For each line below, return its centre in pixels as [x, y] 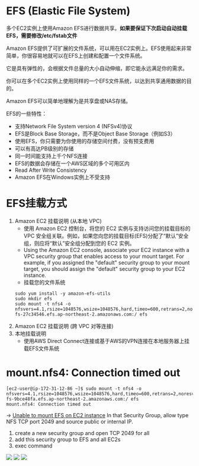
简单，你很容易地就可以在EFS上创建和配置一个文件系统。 [76, 55]
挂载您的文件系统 [44, 282]
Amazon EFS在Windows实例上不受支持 [62, 177]
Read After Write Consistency [51, 170]
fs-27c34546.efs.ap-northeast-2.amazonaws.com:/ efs [81, 314]
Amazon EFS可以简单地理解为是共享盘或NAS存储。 [69, 101]
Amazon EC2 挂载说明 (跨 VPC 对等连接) [64, 326]
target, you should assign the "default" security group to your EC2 [104, 269]
